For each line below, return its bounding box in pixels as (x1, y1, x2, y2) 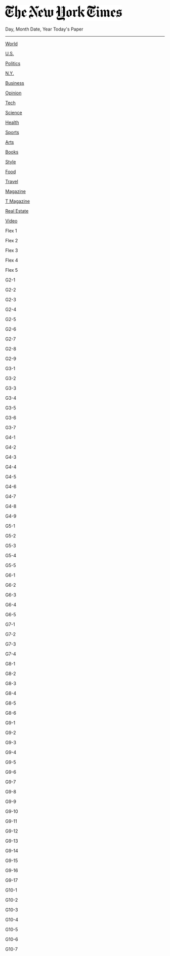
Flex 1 (5, 228, 17, 234)
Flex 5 (5, 267, 18, 273)
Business (5, 80, 24, 86)
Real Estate (5, 208, 29, 214)
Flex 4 (5, 257, 19, 263)
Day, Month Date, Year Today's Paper (5, 26, 83, 32)
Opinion (5, 90, 22, 96)
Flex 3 (5, 247, 18, 253)
